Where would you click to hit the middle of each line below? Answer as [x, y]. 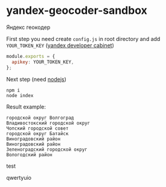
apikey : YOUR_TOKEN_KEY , [43, 62]
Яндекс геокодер [28, 27]
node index [20, 95]
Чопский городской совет [37, 128]
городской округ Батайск [37, 133]
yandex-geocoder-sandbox [77, 11]
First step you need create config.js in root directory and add [83, 39]
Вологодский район [29, 154]
